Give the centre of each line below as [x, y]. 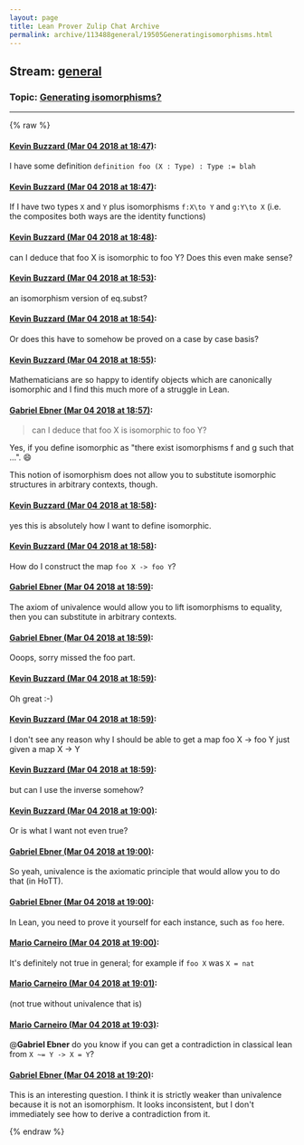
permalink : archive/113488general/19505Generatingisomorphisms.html [141, 34]
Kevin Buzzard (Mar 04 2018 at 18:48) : [83, 237]
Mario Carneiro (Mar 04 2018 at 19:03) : [85, 1025]
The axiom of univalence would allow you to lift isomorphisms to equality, [146, 607]
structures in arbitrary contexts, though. [84, 484]
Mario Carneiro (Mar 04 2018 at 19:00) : [85, 943]
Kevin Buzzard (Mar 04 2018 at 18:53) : [83, 278]
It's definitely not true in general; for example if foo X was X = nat [132, 963]
